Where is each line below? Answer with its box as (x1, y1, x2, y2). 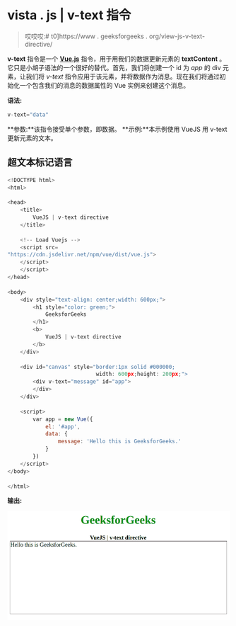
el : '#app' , (45, 423, 81, 430)
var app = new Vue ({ (33, 416, 93, 423)
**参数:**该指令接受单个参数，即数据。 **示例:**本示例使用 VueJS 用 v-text (7, 125, 228, 133)
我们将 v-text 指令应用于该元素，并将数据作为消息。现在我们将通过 (25, 72, 220, 81)
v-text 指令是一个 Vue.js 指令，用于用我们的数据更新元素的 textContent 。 (7, 55, 226, 63)
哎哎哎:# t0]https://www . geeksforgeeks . (24, 32, 148, 40)
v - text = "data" (7, 111, 49, 118)
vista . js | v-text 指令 (7, 7, 131, 23)
